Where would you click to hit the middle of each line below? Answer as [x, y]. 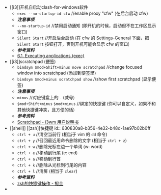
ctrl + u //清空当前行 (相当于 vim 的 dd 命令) [62, 134]
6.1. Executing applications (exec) [51, 56]
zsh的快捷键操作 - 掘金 [40, 183]
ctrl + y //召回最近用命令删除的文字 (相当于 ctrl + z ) [72, 140]
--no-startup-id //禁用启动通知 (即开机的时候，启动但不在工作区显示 [87, 26]
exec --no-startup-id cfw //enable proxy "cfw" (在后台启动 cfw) [82, 13]
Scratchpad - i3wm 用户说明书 [48, 122]
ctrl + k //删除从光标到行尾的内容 [52, 165]
